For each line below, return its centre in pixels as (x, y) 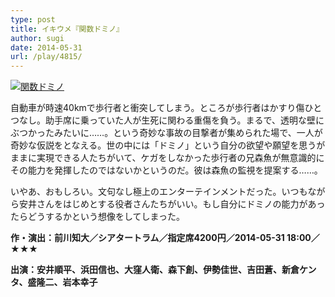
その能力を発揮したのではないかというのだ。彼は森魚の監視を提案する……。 (166, 170)
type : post (33, 19)
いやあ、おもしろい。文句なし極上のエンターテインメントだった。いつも (159, 192)
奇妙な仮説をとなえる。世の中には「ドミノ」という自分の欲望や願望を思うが (168, 145)
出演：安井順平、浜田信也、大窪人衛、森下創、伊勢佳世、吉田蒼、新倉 (155, 270)
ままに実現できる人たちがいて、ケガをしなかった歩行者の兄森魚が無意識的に (167, 158)
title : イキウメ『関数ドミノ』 (67, 29)
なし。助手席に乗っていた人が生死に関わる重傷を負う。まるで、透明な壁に (171, 120)
